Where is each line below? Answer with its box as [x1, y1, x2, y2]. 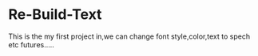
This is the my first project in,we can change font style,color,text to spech [8, 32, 250, 41]
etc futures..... [8, 39, 54, 49]
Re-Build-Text [8, 6, 102, 24]
